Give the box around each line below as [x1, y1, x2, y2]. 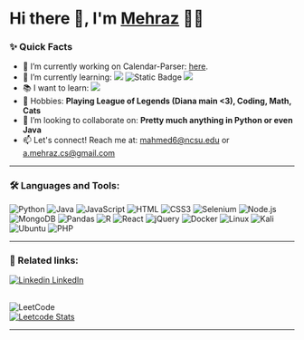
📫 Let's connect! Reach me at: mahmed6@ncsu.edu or [22, 135, 230, 146]
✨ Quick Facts [9, 41, 73, 53]
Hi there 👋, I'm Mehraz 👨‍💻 [9, 8, 204, 29]
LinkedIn [52, 275, 84, 286]
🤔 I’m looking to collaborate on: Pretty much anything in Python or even [22, 115, 293, 126]
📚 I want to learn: [22, 83, 90, 93]
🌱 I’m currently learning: [22, 72, 112, 83]
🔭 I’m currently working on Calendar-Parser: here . [22, 61, 208, 72]
